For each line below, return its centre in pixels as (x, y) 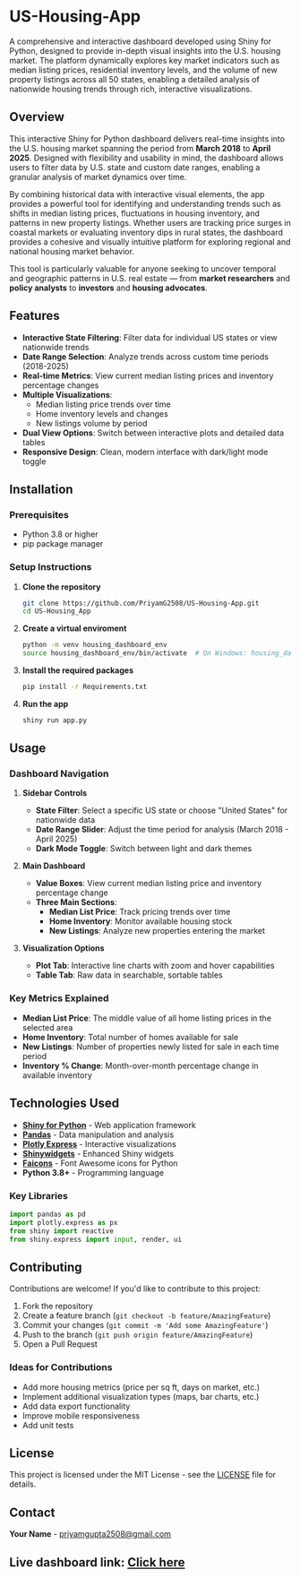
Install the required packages (78, 670)
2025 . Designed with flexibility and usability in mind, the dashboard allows (146, 158)
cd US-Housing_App (56, 611)
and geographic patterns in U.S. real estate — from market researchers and (150, 278)
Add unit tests (48, 1425)
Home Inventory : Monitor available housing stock (141, 921)
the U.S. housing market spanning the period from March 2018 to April (140, 148)
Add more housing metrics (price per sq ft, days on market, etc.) (141, 1387)
